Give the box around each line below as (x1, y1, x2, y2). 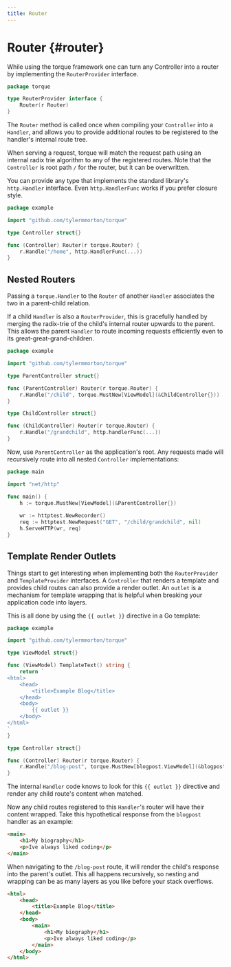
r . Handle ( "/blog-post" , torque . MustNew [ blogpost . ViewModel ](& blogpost (19, 763, 226, 770)
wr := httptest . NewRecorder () (19, 512, 107, 519)
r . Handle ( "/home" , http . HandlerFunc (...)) (19, 248, 143, 255)
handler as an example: (7, 818, 74, 826)
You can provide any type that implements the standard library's (7, 177, 189, 185)
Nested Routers (7, 273, 76, 285)
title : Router (7, 10, 48, 17)
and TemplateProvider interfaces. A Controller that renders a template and (7, 576, 219, 585)
